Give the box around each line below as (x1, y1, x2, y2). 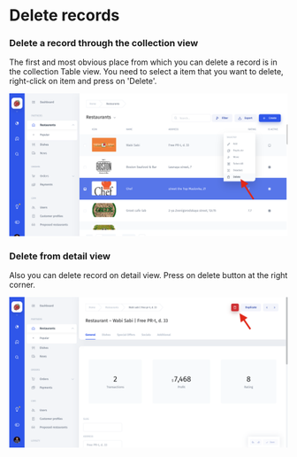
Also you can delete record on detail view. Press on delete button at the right (9, 270, 288, 281)
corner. (9, 280, 35, 290)
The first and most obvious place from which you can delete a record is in (9, 57, 278, 67)
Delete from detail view (9, 250, 110, 262)
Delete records (9, 5, 120, 26)
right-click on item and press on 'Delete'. (9, 76, 157, 87)
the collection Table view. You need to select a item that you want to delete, (9, 66, 285, 77)
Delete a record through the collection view (9, 37, 199, 50)
